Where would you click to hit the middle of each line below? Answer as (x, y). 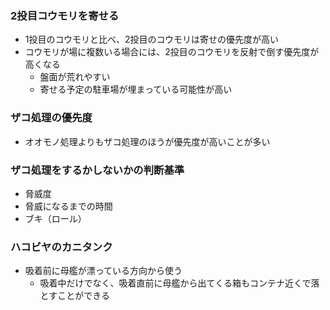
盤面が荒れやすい (75, 77)
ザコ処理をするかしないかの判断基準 (97, 170)
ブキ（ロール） (55, 218)
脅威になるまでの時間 (68, 206)
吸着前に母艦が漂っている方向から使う (103, 271)
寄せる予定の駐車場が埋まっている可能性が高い (136, 89)
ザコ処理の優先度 (51, 118)
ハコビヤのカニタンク (61, 247)
